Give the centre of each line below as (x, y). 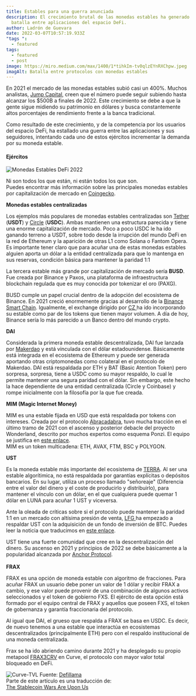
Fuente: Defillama (61, 675)
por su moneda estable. (35, 143)
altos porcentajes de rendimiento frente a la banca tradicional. (81, 113)
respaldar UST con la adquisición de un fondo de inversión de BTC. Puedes (97, 524)
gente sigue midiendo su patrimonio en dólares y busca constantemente (93, 107)
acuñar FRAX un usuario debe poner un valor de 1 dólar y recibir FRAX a (93, 584)
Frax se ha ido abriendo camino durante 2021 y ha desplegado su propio (94, 651)
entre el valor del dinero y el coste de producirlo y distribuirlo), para (87, 488)
